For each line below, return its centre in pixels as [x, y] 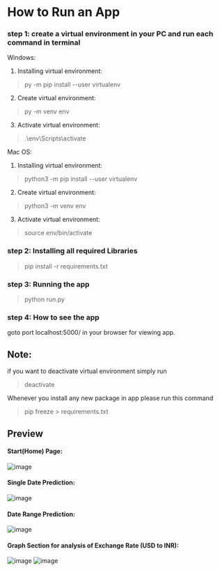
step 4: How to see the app [53, 317]
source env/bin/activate [58, 233]
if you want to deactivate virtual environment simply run [87, 371]
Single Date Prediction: [41, 483]
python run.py [44, 299]
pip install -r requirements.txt [66, 266]
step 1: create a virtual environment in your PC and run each [110, 34]
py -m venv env [47, 111]
